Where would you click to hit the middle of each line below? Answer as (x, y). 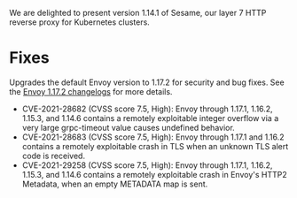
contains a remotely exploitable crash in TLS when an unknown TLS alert (155, 146)
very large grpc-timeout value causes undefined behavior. (128, 127)
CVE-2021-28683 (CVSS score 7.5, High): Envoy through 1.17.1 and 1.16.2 (153, 137)
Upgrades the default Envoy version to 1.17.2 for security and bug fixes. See (147, 82)
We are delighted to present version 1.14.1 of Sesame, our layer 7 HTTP (138, 13)
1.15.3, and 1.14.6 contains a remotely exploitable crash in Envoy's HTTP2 (155, 174)
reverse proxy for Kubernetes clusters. (80, 22)
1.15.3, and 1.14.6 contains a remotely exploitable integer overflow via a (150, 118)
